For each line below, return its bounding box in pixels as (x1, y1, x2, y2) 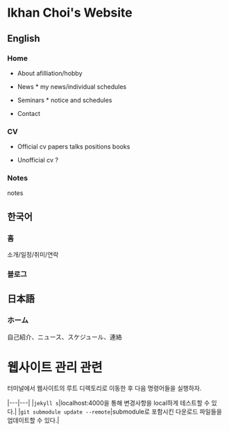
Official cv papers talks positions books (17, 142, 130, 151)
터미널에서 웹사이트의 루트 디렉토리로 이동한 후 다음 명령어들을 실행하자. (7, 384, 202, 392)
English (7, 33, 40, 44)
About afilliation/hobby (17, 69, 83, 77)
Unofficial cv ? (17, 156, 59, 164)
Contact (17, 109, 40, 117)
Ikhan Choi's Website (7, 5, 133, 21)
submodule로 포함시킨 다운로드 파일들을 (112, 407, 222, 416)
